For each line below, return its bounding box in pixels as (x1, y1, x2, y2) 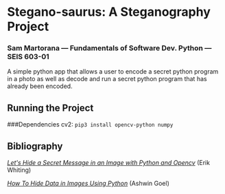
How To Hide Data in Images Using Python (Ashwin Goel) (7, 180, 169, 188)
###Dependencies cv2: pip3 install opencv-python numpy (7, 120, 174, 129)
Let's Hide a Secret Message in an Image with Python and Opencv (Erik (7, 159, 211, 167)
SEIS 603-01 (7, 52, 49, 62)
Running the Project (7, 102, 94, 114)
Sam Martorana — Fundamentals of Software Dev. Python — (7, 43, 212, 53)
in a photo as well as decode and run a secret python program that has (7, 75, 207, 83)
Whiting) (7, 166, 32, 174)
